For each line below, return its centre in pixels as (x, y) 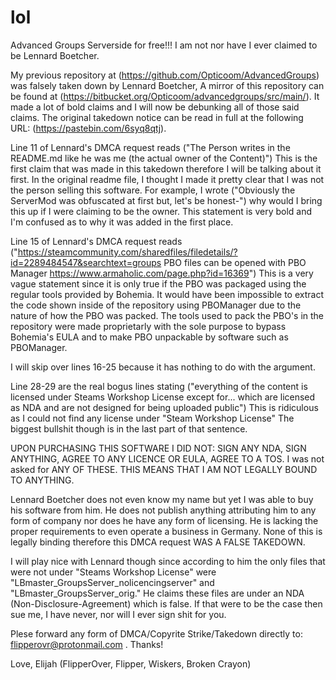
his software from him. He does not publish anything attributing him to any (163, 510)
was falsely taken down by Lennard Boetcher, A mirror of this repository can (167, 85)
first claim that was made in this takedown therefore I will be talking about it (166, 168)
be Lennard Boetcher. (55, 55)
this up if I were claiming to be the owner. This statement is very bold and (161, 211)
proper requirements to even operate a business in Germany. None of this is (166, 531)
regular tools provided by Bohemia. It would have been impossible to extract (167, 294)
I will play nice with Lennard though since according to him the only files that (168, 561)
